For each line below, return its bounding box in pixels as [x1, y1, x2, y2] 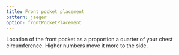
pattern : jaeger [6, 14, 47, 20]
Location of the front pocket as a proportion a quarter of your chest [6, 36, 173, 43]
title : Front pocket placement [6, 8, 85, 15]
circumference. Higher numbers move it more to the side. [6, 42, 148, 49]
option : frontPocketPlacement [6, 20, 82, 25]
